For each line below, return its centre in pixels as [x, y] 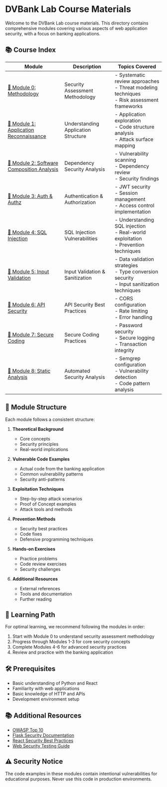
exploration [128, 120]
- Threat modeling [136, 87]
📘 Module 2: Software [33, 163]
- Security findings [137, 178]
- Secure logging [135, 338]
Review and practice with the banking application [63, 652]
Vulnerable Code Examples [41, 459]
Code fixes [31, 534]
